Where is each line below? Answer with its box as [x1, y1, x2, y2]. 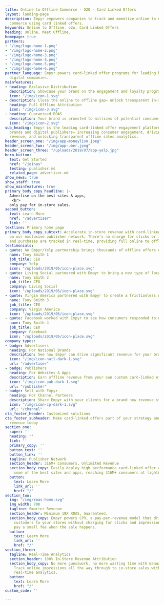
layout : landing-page [5, 12, 49, 17]
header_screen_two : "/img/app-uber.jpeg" [5, 144, 91, 148]
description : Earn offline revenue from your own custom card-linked [9, 375, 154, 380]
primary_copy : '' [9, 443, 45, 448]
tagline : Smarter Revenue [9, 506, 62, 512]
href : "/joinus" [9, 162, 42, 167]
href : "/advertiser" [9, 216, 51, 221]
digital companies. [9, 75, 49, 80]
